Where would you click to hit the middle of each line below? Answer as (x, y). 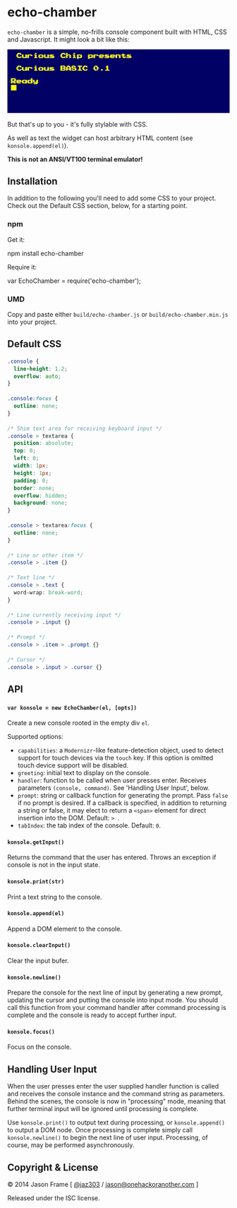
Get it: (16, 239)
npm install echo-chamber (46, 253)
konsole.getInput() (36, 842)
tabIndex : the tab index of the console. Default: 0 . (89, 825)
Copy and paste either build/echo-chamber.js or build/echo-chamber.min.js (118, 314)
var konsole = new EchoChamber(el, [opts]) (72, 708)
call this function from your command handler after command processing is (117, 1008)
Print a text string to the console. (55, 897)
